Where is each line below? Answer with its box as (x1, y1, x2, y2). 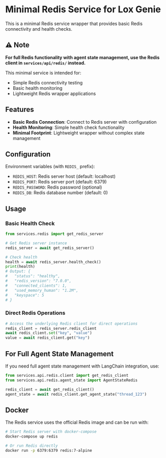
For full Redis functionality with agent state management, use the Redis (5, 54, 160, 60)
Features (5, 105, 34, 114)
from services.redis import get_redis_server (5, 232, 103, 237)
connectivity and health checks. (5, 26, 72, 32)
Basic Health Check (5, 220, 55, 227)
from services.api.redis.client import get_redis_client (5, 373, 129, 378)
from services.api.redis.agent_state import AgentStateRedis (5, 377, 138, 383)
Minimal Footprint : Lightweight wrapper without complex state (12, 129, 145, 136)
